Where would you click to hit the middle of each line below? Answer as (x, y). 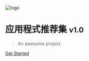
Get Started (17, 53)
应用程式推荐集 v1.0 (44, 29)
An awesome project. (39, 43)
